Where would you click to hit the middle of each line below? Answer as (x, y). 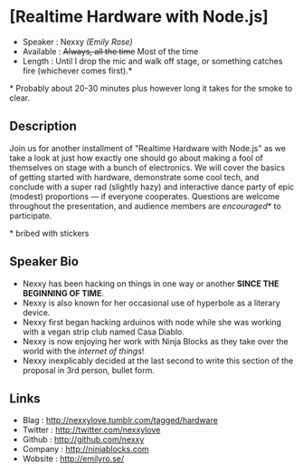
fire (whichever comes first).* (77, 71)
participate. (31, 216)
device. (36, 312)
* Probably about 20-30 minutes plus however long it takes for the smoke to (151, 88)
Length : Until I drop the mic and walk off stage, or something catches (152, 61)
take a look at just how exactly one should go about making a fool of (137, 158)
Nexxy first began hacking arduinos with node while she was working (152, 322)
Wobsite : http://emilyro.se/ (73, 459)
